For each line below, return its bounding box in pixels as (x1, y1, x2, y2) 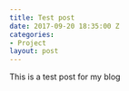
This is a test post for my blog (9, 71, 121, 82)
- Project (9, 38, 47, 48)
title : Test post (9, 13, 75, 23)
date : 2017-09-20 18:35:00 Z (9, 22, 120, 31)
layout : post (9, 47, 59, 56)
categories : (9, 30, 55, 39)
